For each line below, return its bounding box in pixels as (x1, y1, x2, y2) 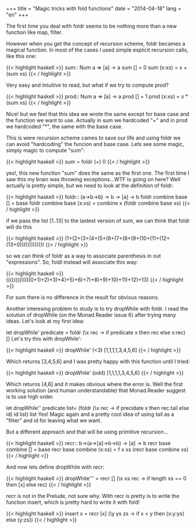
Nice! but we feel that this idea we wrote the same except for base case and (6, 111, 190, 117)
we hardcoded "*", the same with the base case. (6, 123, 123, 130)
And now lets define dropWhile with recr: (6, 463, 105, 470)
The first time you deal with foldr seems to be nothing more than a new (6, 23, 177, 29)
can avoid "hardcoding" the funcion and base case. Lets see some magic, (6, 141, 184, 147)
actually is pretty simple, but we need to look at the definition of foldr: (6, 182, 174, 189)
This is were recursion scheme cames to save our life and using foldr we (6, 134, 181, 141)
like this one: (6, 53, 37, 59)
